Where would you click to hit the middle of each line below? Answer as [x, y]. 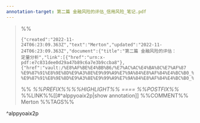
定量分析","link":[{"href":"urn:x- [63, 57]
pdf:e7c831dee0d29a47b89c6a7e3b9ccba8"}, [73, 62]
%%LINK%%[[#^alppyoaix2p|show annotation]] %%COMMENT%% [104, 95]
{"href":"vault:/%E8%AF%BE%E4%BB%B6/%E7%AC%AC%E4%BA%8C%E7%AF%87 [103, 68]
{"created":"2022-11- [47, 39]
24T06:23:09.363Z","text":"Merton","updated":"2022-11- [91, 45]
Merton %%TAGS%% [47, 102]
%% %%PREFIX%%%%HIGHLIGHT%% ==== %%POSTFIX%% [100, 89]
